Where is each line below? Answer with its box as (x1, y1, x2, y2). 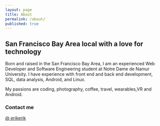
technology (5, 47, 41, 56)
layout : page (5, 7, 32, 12)
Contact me (5, 104, 34, 111)
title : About (5, 12, 32, 17)
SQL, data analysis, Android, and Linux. (5, 77, 85, 83)
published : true (5, 21, 39, 26)
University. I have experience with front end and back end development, (5, 71, 153, 77)
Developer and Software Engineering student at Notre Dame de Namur (5, 66, 150, 72)
